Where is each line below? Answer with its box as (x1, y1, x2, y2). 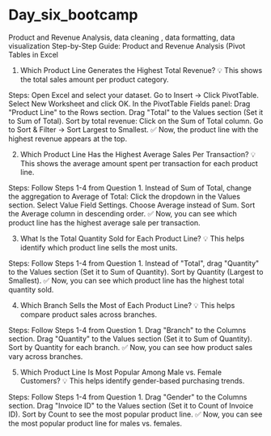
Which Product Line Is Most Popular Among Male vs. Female (19, 367, 222, 377)
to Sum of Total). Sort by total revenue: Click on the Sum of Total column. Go (8, 116, 264, 126)
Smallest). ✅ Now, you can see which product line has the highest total (8, 276, 244, 285)
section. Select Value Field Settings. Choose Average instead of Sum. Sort (8, 200, 256, 210)
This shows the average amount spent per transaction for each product (19, 158, 259, 168)
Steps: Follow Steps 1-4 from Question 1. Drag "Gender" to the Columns (8, 391, 248, 402)
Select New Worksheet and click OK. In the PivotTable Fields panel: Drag (8, 99, 251, 109)
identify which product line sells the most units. (19, 242, 178, 252)
